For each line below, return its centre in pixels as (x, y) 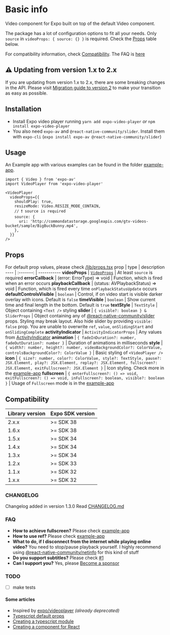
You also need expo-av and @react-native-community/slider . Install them (89, 131)
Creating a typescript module (43, 621)
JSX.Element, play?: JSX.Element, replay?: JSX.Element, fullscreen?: (81, 363)
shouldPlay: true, (34, 202)
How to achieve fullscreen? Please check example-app (71, 531)
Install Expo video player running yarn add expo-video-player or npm (84, 121)
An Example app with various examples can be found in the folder (74, 165)
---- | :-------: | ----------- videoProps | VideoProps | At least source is (79, 273)
